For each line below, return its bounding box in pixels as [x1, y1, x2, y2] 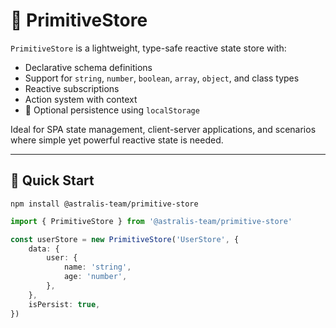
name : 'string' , [63, 262, 132, 273]
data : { [28, 244, 60, 254]
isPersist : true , [28, 299, 101, 309]
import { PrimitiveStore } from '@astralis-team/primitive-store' [10, 216, 293, 226]
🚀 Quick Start [10, 172, 95, 189]
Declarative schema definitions [24, 61, 153, 73]
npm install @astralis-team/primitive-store [10, 199, 199, 209]
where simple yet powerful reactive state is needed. [10, 134, 224, 146]
